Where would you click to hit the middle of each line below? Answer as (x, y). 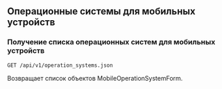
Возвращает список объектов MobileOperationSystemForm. (95, 78)
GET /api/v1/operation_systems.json (60, 65)
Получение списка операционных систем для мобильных (111, 42)
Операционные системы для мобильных (101, 11)
